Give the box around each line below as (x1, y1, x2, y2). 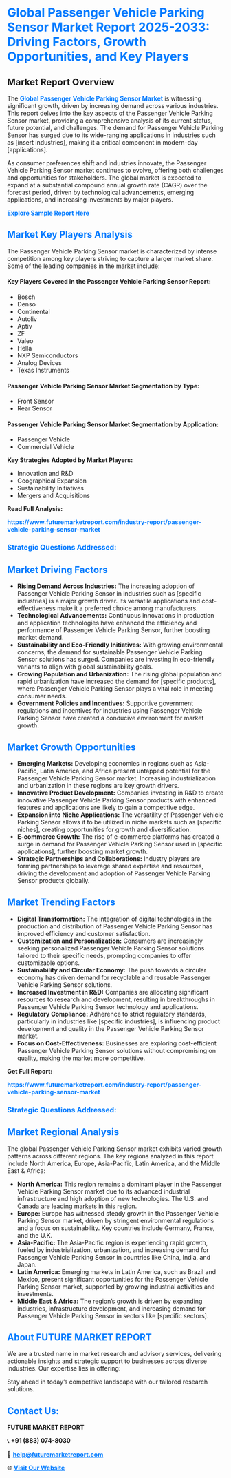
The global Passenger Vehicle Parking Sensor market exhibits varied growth (7, 1145, 223, 1153)
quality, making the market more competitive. (16, 1054, 146, 1062)
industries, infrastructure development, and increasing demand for (16, 1304, 206, 1313)
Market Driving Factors (7, 563, 108, 576)
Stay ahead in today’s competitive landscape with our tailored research (7, 1377, 208, 1386)
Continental (16, 308, 50, 316)
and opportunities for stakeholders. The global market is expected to (7, 174, 201, 182)
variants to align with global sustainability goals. (16, 663, 153, 671)
